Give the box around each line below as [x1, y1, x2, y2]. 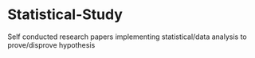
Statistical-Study [7, 6, 123, 24]
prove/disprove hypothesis [7, 40, 96, 49]
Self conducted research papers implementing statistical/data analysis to [7, 32, 248, 41]
